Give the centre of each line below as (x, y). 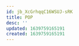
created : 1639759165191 (36, 34)
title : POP (20, 17)
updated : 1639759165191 (36, 28)
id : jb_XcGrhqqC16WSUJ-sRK (39, 12)
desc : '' (17, 23)
